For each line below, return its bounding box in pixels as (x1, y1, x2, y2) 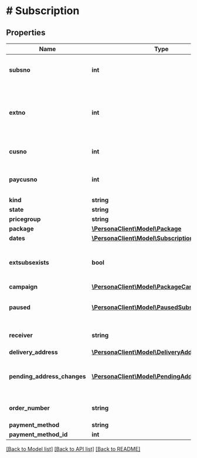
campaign (9, 283, 38, 290)
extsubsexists (9, 259, 49, 266)
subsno (9, 66, 30, 74)
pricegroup (9, 215, 41, 223)
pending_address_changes (9, 372, 86, 380)
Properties (6, 28, 46, 38)
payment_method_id (9, 430, 68, 439)
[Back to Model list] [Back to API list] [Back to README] (6, 446, 141, 452)
